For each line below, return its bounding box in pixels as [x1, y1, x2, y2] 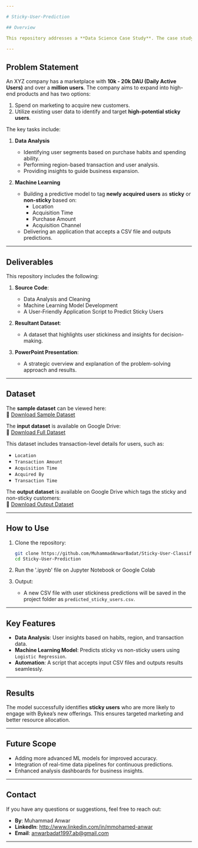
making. [23, 337, 43, 344]
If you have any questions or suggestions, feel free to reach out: [6, 805, 162, 813]
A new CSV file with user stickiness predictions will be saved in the [23, 589, 186, 596]
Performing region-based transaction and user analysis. [23, 161, 160, 168]
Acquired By [14, 471, 44, 477]
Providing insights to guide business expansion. [23, 168, 140, 175]
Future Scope [6, 739, 57, 749]
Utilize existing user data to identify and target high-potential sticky [14, 108, 181, 115]
